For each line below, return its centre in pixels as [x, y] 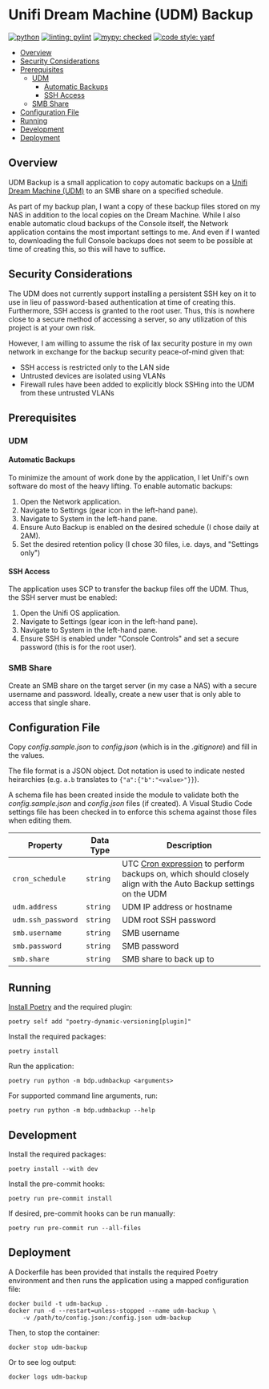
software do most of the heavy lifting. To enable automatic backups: [121, 486]
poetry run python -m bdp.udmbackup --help [82, 1111]
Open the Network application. [70, 502]
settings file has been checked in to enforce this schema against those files [133, 812]
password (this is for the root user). [78, 647]
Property [45, 845]
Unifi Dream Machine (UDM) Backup [131, 15]
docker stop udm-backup [48, 1347]
